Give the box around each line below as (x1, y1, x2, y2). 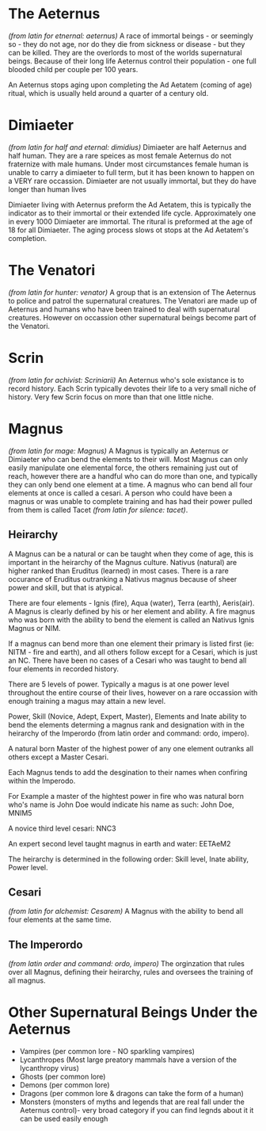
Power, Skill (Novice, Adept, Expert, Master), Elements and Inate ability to (8, 711, 247, 721)
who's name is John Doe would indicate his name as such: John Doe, (8, 800, 235, 809)
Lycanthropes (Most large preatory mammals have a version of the (19, 1055, 237, 1064)
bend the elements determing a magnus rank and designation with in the (8, 720, 245, 729)
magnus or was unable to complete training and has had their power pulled (8, 496, 253, 506)
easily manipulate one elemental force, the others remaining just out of (8, 463, 239, 472)
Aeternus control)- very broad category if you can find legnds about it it (19, 1106, 254, 1115)
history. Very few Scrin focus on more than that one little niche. (8, 392, 214, 401)
